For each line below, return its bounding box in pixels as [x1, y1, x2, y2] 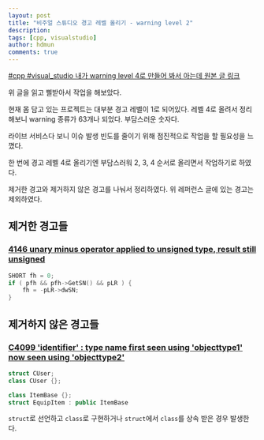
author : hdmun [8, 41, 55, 49]
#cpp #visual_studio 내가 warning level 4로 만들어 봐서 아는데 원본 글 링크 [8, 71, 240, 80]
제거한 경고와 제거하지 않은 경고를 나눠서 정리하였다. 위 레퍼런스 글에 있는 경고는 [8, 185, 255, 194]
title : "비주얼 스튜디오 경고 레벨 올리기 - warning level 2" [8, 19, 194, 27]
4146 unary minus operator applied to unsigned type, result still [8, 244, 257, 255]
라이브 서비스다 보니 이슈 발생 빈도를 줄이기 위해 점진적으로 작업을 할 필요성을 [8, 131, 246, 141]
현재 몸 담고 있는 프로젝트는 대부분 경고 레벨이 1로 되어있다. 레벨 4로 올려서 [8, 104, 238, 114]
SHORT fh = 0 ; [8, 272, 55, 280]
